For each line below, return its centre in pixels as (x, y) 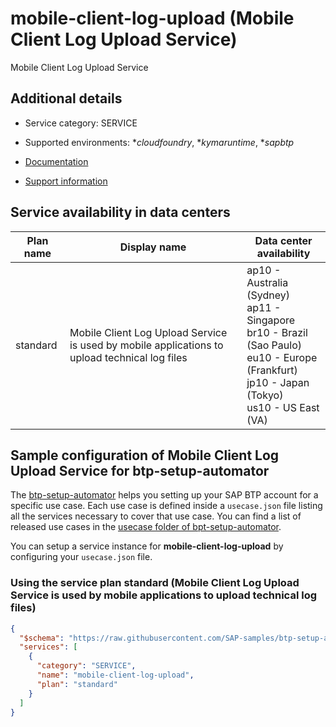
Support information (66, 181)
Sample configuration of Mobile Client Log (145, 455)
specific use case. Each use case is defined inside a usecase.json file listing (166, 506)
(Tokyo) (265, 395)
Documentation (56, 161)
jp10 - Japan (278, 382)
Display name (153, 247)
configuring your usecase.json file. (81, 557)
